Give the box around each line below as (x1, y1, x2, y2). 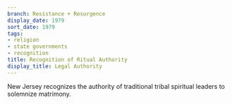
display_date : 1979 (7, 17, 65, 24)
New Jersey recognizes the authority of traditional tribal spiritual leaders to (7, 82, 226, 90)
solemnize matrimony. (7, 89, 72, 98)
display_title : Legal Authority (7, 63, 102, 70)
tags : (7, 30, 23, 37)
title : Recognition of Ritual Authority (7, 56, 128, 63)
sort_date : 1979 (7, 23, 55, 30)
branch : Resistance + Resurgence (7, 10, 106, 18)
